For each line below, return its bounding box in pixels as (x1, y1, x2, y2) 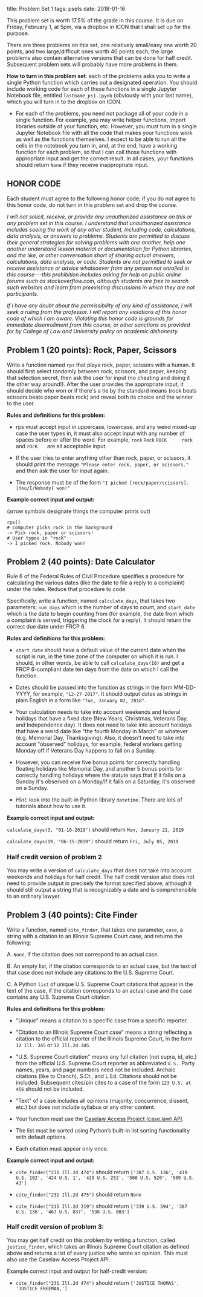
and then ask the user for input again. (15, 467, 109, 474)
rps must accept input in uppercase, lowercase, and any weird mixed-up (15, 423, 196, 430)
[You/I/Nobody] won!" (15, 485, 70, 491)
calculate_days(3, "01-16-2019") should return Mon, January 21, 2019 (7, 826, 184, 834)
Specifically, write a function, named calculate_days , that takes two (7, 597, 175, 604)
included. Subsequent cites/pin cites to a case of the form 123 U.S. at (15, 1079, 192, 1086)
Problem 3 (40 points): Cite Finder (7, 910, 138, 920)
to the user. (7, 399, 35, 407)
